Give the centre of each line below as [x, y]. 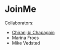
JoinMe [21, 9]
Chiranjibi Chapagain [33, 32]
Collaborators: [19, 23]
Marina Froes [25, 38]
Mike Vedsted [26, 43]
